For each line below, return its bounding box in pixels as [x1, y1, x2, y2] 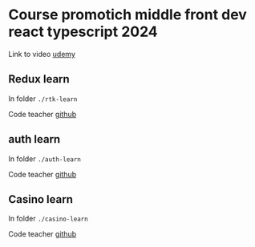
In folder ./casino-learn [8, 214, 88, 224]
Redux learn [8, 72, 70, 86]
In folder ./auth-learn [8, 154, 82, 164]
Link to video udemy [8, 49, 76, 59]
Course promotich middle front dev [8, 6, 247, 24]
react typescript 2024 [8, 22, 158, 41]
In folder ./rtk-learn [8, 94, 78, 103]
